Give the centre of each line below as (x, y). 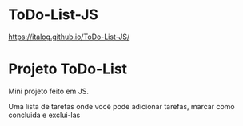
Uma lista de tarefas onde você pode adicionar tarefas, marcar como (121, 106)
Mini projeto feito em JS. (49, 91)
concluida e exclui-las (44, 115)
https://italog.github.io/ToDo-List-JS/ (69, 37)
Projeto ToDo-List (68, 69)
